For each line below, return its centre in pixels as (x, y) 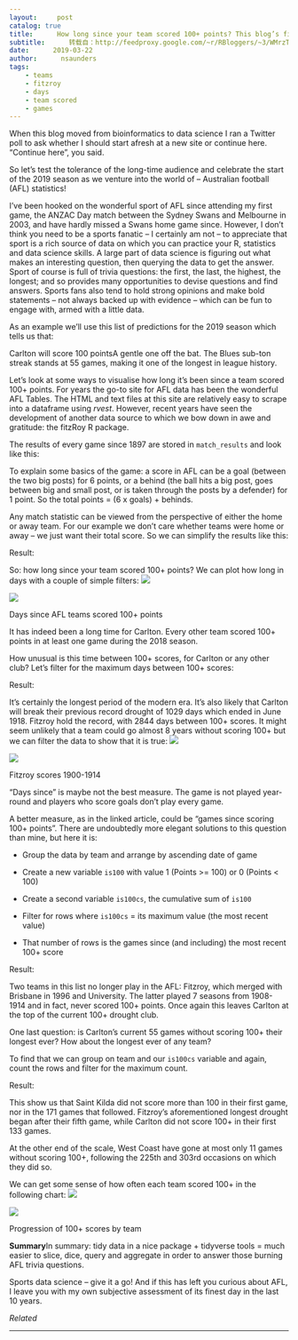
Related (23, 1318)
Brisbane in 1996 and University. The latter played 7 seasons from (129, 996)
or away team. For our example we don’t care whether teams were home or (147, 526)
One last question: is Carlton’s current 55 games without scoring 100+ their (146, 1033)
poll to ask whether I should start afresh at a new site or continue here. (138, 143)
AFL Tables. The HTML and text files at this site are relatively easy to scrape (148, 399)
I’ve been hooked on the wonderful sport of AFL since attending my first (141, 206)
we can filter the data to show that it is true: (89, 741)
